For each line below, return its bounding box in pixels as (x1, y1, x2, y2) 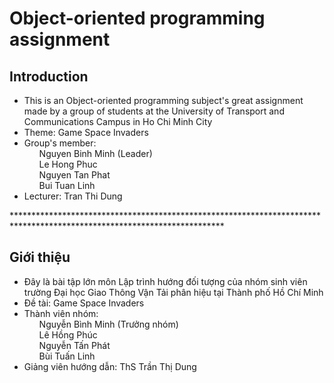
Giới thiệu (9, 249, 71, 266)
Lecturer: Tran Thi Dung (23, 190, 123, 202)
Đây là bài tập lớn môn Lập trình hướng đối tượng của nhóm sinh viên (23, 275, 308, 287)
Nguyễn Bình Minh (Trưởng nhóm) (38, 318, 179, 330)
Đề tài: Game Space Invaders (23, 297, 145, 309)
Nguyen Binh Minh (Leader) (38, 148, 153, 159)
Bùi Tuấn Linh (38, 350, 96, 362)
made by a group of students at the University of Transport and (23, 105, 285, 117)
